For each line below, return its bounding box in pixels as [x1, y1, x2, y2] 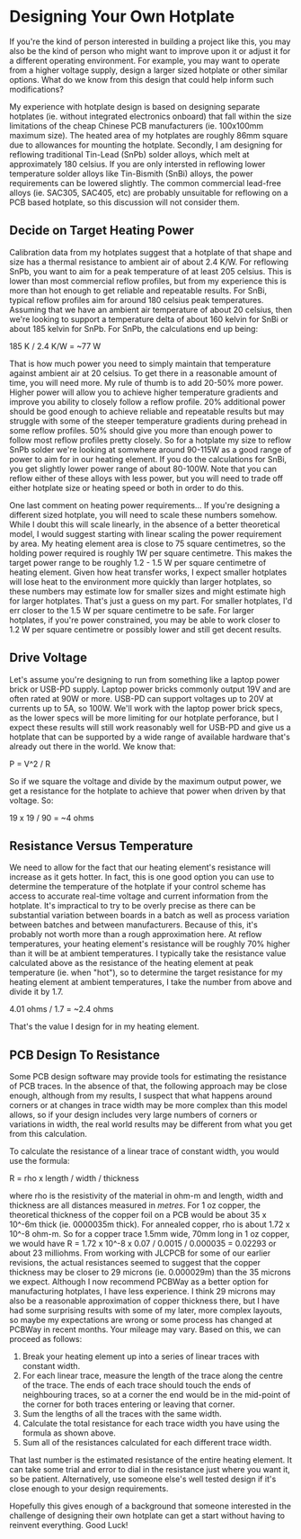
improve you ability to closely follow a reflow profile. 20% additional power [9, 396, 286, 407]
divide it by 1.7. [9, 987, 64, 998]
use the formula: [9, 1156, 70, 1167]
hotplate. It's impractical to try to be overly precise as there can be [9, 900, 256, 911]
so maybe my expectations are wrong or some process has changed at [9, 1315, 272, 1326]
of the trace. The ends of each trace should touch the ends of [22, 1380, 252, 1391]
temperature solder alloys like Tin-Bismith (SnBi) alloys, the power [9, 168, 253, 179]
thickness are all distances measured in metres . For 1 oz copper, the [9, 1200, 261, 1211]
